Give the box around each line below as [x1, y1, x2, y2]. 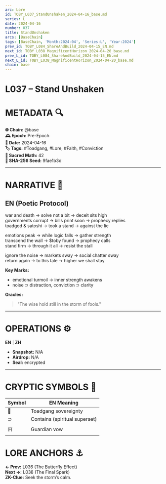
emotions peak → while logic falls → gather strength [5, 233, 111, 239]
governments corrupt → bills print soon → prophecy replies [5, 218, 126, 224]
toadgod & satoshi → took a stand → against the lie [5, 223, 109, 229]
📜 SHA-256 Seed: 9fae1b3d [5, 158, 62, 163]
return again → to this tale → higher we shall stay [5, 258, 105, 264]
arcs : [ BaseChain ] [5, 35, 43, 40]
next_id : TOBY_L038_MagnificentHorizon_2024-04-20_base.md [5, 48, 129, 53]
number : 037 [5, 26, 30, 31]
